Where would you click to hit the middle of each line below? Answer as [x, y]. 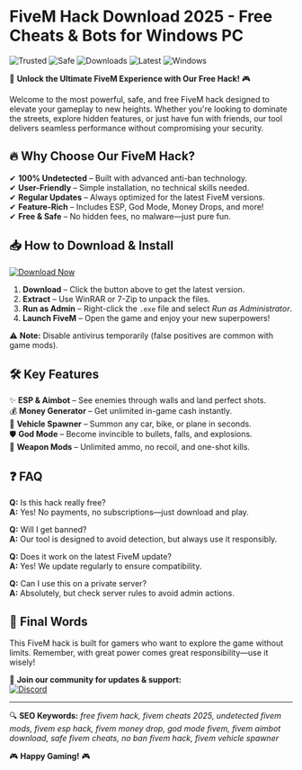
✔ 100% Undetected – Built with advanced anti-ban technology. [129, 178]
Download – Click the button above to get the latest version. [133, 289]
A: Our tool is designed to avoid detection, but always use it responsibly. [143, 539]
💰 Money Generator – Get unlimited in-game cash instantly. [121, 411]
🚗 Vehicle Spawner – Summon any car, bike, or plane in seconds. [130, 424]
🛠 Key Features [54, 374]
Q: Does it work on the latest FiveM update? [91, 557]
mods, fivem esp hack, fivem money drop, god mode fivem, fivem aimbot [145, 729]
